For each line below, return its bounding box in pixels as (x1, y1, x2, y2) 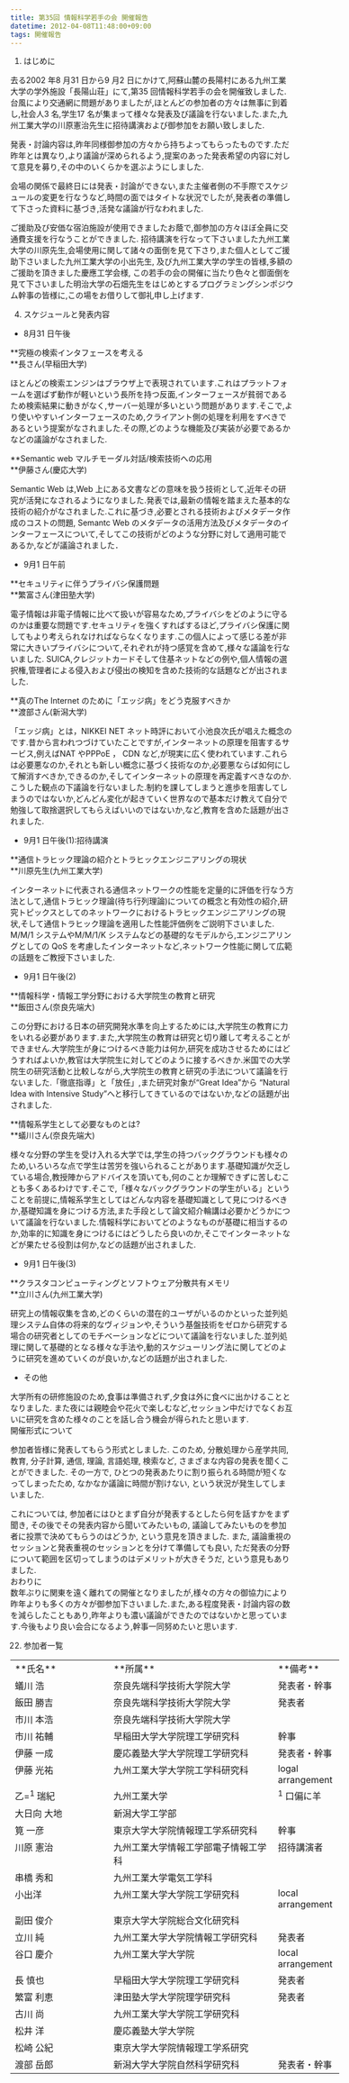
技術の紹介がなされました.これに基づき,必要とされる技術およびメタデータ (10, 506, 283, 517)
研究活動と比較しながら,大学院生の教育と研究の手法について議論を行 (33, 1066, 289, 1077)
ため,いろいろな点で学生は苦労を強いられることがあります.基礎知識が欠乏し (10, 1160, 291, 1171)
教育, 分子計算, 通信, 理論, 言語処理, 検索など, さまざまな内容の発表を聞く (10, 1456, 282, 1467)
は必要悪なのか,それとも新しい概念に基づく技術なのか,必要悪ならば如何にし (10, 760, 291, 770)
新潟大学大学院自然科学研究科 (112, 2058, 240, 2070)
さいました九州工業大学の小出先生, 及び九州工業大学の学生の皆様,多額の (25, 256, 293, 267)
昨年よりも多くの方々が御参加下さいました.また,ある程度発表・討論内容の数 (10, 1598, 291, 1609)
